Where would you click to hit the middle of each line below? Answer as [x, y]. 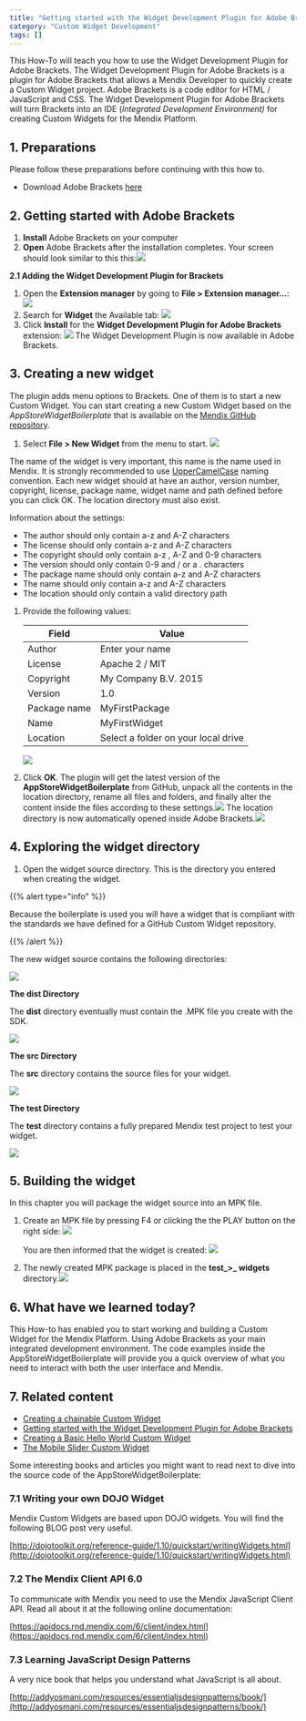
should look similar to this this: [79, 258]
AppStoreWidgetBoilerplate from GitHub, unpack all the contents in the [158, 787]
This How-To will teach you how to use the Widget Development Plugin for [149, 61]
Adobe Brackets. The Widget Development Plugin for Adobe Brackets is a [147, 70]
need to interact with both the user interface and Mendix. [117, 1368]
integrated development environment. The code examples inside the [138, 1348]
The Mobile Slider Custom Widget [86, 1448]
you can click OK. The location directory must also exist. [115, 500]
